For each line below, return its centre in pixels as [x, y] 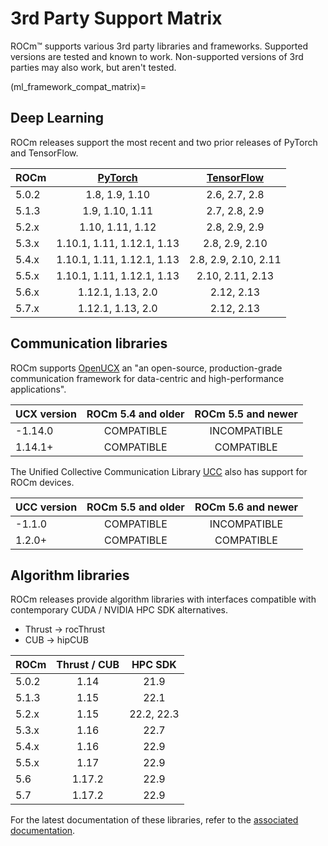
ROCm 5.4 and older [135, 414]
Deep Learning [57, 118]
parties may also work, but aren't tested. [93, 67]
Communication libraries [89, 343]
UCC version [46, 507]
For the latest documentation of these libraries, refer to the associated [154, 820]
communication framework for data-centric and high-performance [147, 378]
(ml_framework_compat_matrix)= [78, 86]
